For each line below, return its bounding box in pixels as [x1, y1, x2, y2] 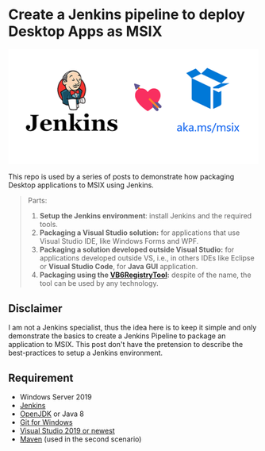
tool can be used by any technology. [39, 279, 159, 288]
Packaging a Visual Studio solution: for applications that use [39, 228, 240, 237]
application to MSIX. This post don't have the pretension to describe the [8, 340, 244, 349]
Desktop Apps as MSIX [8, 22, 163, 40]
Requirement [8, 371, 74, 384]
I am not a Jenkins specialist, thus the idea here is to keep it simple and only [8, 323, 257, 333]
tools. [39, 220, 58, 229]
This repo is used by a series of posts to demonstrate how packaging [8, 172, 235, 182]
